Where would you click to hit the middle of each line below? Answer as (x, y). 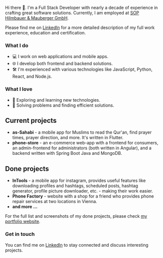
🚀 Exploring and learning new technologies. (56, 100)
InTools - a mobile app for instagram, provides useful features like (79, 181)
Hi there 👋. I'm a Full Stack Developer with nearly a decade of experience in (81, 8)
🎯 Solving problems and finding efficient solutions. (63, 105)
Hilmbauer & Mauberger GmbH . (37, 18)
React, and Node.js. (32, 77)
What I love (19, 89)
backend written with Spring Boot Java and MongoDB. (67, 153)
